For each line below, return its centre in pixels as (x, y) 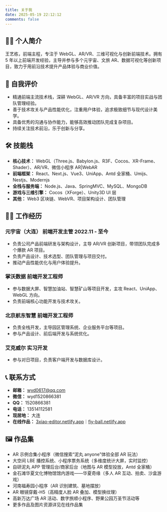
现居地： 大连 (26, 415)
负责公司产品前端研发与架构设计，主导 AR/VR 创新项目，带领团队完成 (84, 243)
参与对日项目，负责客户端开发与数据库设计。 (59, 360)
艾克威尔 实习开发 (26, 348)
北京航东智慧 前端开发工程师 (39, 315)
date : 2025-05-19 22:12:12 (33, 15)
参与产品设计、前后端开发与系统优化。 (52, 334)
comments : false (22, 19)
